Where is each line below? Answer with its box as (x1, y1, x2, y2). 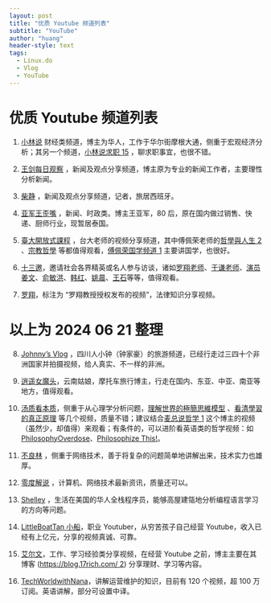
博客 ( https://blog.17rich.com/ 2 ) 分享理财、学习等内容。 (20, 559, 207, 568)
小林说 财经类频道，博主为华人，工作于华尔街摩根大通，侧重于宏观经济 (20, 137, 256, 146)
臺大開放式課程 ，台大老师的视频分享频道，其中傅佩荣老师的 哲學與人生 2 (20, 235, 262, 245)
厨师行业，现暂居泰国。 (35, 218, 113, 228)
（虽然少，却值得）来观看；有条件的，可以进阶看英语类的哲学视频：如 (20, 423, 254, 433)
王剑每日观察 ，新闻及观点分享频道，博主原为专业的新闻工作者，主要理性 (20, 164, 263, 174)
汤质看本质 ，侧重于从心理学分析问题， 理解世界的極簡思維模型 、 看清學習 (20, 403, 263, 412)
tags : (9, 49, 27, 57)
